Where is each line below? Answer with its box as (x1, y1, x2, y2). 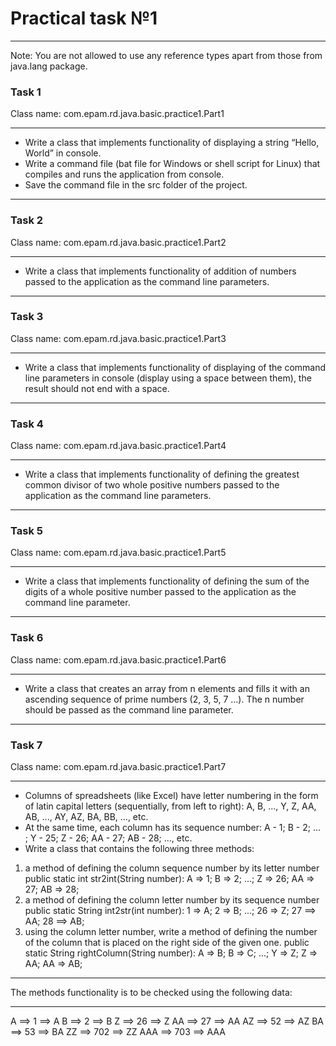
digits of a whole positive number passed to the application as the (24, 586, 297, 598)
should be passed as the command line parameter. (24, 703, 234, 716)
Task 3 (10, 310, 44, 324)
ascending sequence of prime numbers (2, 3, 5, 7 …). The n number (24, 693, 305, 705)
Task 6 (10, 631, 44, 645)
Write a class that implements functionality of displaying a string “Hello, (24, 137, 320, 149)
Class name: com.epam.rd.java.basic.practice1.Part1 (10, 108, 225, 120)
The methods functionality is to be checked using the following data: (10, 987, 293, 999)
